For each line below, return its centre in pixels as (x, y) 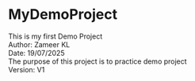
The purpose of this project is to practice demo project (98, 61)
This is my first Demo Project (55, 36)
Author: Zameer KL (39, 44)
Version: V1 (27, 69)
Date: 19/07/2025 (36, 53)
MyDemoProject (63, 15)
